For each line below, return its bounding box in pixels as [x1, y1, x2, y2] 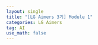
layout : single [6, 8, 44, 15]
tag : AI [6, 25, 26, 31]
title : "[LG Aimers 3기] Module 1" [6, 14, 93, 20]
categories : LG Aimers [6, 19, 62, 25]
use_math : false [6, 30, 46, 36]
